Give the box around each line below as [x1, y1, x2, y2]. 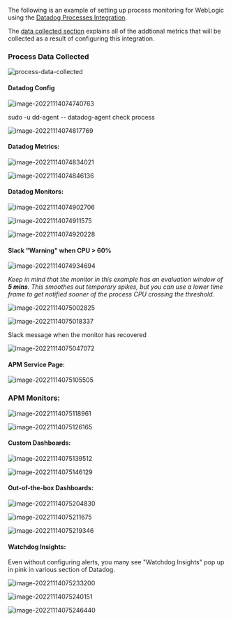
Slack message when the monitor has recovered [8, 331, 147, 339]
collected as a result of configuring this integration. [8, 34, 155, 43]
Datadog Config [8, 83, 55, 92]
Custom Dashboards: [8, 438, 71, 447]
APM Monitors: [8, 393, 60, 403]
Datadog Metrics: [8, 143, 60, 151]
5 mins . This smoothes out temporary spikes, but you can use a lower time [8, 283, 223, 291]
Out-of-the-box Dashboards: [8, 484, 94, 492]
